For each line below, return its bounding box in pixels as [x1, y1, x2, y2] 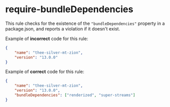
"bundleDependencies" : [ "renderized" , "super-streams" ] [14, 93, 136, 98]
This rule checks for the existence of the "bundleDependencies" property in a [5, 20, 165, 26]
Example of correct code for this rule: [5, 68, 84, 75]
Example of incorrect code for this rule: [5, 35, 89, 42]
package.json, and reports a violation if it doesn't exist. [5, 25, 121, 31]
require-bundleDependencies [5, 4, 133, 15]
